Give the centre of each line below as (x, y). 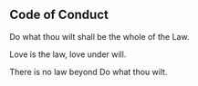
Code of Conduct (59, 15)
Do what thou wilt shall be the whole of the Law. (99, 36)
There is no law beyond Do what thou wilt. (89, 72)
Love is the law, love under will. (68, 54)
